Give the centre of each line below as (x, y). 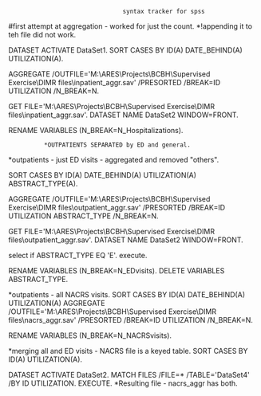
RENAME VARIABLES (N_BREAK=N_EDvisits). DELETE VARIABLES (117, 271)
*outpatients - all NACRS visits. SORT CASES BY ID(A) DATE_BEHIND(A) (127, 294)
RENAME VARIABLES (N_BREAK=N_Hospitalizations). (96, 130)
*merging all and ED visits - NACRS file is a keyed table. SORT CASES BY (128, 351)
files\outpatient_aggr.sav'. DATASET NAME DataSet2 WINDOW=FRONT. (126, 240)
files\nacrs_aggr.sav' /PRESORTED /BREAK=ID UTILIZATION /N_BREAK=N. (131, 320)
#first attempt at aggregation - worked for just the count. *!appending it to (130, 26)
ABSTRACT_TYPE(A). (43, 184)
